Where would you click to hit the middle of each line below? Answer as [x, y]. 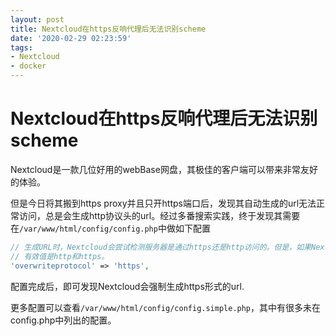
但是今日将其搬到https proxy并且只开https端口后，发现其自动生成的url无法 [163, 203]
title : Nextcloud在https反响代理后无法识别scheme [108, 29]
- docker [28, 66]
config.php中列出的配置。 [63, 320]
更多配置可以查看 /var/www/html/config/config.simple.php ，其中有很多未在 [166, 307]
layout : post [37, 19]
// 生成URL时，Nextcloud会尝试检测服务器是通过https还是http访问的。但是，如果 [161, 247]
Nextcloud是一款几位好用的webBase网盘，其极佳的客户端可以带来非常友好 [164, 169]
